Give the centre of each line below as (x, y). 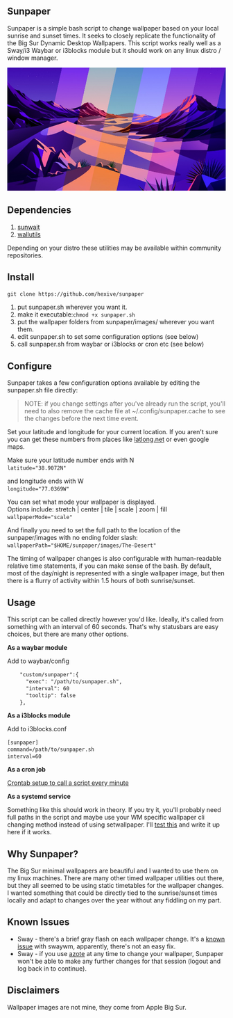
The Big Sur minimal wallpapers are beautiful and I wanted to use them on (113, 870)
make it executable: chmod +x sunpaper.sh (76, 315)
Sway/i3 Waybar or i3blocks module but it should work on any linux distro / (114, 50)
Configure (29, 366)
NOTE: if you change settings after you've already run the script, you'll (124, 404)
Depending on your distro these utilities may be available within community (114, 248)
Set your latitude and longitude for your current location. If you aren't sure (113, 432)
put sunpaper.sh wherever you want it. (72, 307)
